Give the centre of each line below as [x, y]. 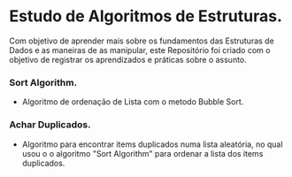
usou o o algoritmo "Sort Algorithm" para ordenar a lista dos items [142, 153]
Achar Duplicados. [50, 125]
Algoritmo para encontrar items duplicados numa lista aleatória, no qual [152, 144]
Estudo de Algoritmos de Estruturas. [146, 16]
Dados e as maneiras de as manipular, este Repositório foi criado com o [140, 50]
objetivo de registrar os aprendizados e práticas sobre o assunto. [128, 59]
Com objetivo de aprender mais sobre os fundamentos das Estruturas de [142, 41]
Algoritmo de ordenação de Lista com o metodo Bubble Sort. [133, 102]
